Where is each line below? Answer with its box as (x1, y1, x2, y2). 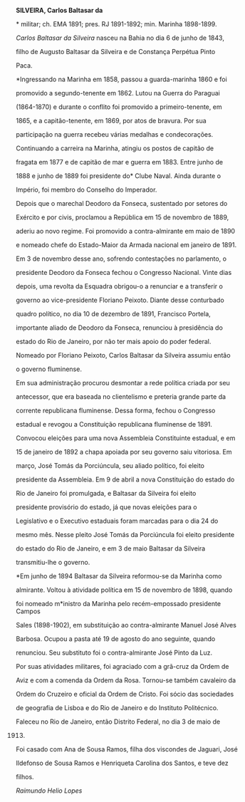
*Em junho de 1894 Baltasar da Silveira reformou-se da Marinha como (16, 572, 222, 580)
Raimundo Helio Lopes (16, 786, 83, 795)
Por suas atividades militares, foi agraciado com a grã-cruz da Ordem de (16, 662, 229, 670)
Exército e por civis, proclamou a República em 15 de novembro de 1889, (16, 213, 229, 222)
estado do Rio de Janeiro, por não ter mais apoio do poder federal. (16, 338, 212, 345)
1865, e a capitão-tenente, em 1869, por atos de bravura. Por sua (16, 117, 207, 125)
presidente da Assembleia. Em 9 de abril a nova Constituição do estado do (16, 475, 235, 484)
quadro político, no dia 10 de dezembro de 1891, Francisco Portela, (16, 310, 212, 318)
